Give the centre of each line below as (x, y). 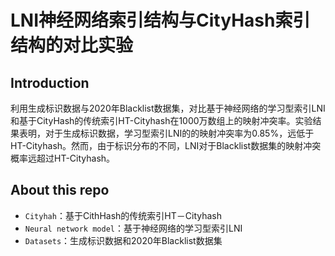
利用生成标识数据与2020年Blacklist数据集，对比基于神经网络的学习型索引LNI (168, 108)
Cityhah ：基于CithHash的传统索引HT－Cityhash (123, 215)
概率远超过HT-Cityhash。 (63, 158)
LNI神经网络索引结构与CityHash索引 (160, 20)
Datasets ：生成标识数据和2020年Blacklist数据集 (123, 240)
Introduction (50, 82)
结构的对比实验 (72, 45)
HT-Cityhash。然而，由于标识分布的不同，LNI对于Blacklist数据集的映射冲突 (166, 145)
